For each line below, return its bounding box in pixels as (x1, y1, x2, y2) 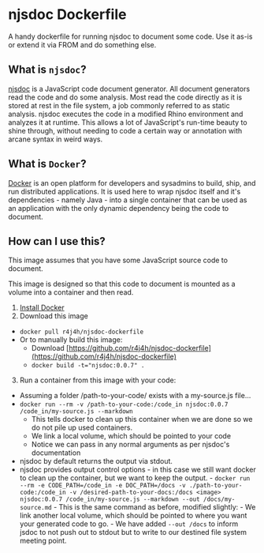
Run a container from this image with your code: (19, 375, 177, 385)
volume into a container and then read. (8, 288, 134, 297)
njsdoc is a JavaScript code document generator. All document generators (8, 84, 251, 93)
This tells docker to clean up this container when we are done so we (31, 415, 253, 424)
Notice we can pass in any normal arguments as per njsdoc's (31, 440, 230, 450)
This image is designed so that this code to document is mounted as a (8, 279, 236, 289)
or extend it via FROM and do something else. (8, 39, 157, 49)
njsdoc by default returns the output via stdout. (19, 457, 173, 466)
